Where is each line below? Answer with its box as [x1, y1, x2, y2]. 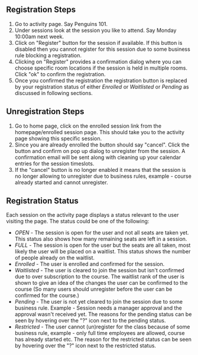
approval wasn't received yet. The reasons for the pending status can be [14, 311, 192, 318]
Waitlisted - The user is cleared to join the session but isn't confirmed [14, 267, 184, 274]
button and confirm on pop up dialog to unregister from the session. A [14, 147, 186, 154]
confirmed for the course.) [14, 292, 80, 299]
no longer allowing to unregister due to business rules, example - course [14, 172, 192, 180]
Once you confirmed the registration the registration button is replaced [14, 77, 187, 84]
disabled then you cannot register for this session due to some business [14, 45, 190, 53]
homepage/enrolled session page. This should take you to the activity [14, 128, 185, 135]
